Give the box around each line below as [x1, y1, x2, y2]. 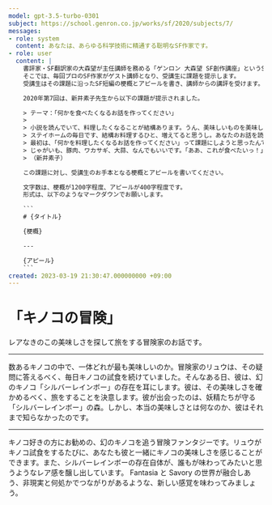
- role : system [8, 34, 60, 43]
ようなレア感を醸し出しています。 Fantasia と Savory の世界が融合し [15, 468, 244, 477]
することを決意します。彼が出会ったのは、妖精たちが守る [64, 393, 257, 402]
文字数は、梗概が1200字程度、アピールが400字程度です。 [23, 183, 187, 191]
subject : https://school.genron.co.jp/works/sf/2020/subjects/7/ [8, 19, 233, 28]
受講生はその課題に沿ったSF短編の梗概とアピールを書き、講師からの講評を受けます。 [23, 79, 265, 87]
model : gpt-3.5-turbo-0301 [8, 11, 100, 20]
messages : [8, 27, 42, 35]
